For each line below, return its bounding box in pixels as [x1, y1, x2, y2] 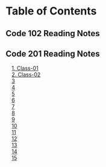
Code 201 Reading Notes [5, 48, 100, 58]
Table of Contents [5, 4, 97, 18]
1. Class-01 [11, 65, 39, 72]
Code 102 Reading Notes [5, 28, 100, 39]
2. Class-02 [11, 71, 41, 78]
